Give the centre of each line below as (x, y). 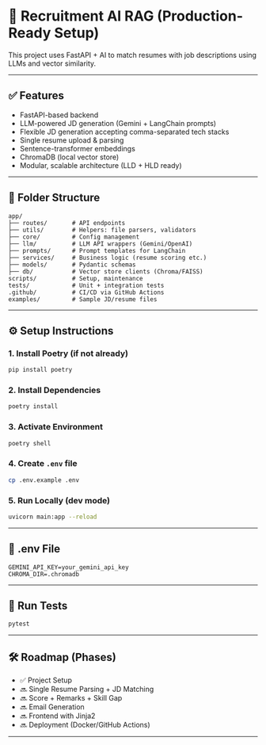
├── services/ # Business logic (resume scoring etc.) (108, 258)
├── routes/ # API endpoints (67, 223)
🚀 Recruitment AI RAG (81, 16)
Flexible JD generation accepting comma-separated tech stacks (124, 132)
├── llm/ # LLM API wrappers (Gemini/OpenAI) (101, 244)
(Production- (200, 16)
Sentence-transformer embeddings (78, 148)
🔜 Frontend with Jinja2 (57, 716)
